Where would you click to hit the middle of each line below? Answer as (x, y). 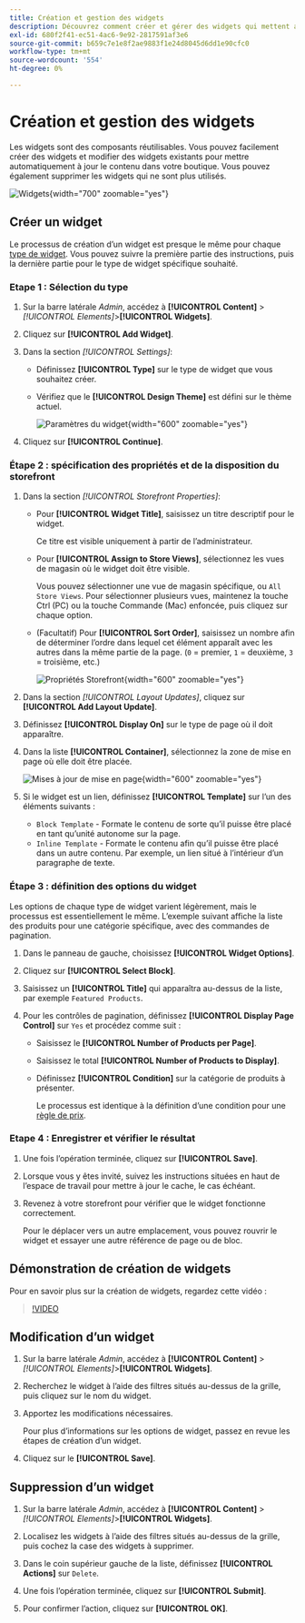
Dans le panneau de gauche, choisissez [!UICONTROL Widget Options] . (158, 953)
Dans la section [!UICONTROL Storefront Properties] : (121, 496)
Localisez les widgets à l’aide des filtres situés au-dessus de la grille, (151, 1537)
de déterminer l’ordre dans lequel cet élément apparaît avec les (154, 643)
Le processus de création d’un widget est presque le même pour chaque (145, 244)
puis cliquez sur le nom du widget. (87, 1396)
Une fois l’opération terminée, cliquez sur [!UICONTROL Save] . (140, 1158)
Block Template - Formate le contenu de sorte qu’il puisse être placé (164, 824)
